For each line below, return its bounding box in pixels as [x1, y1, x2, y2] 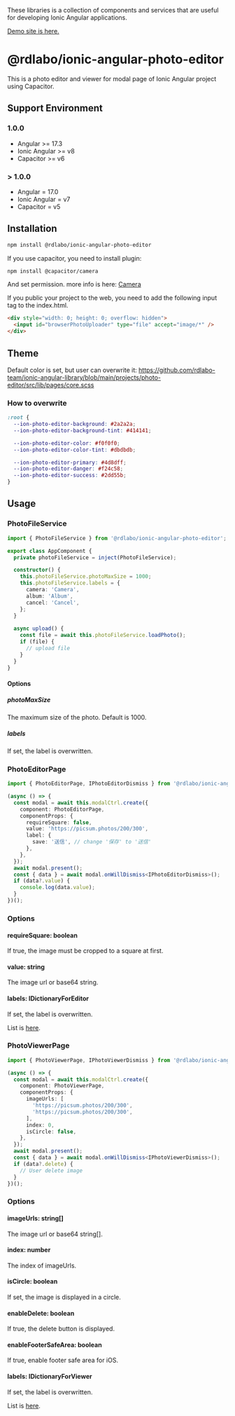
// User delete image [20, 1167, 83, 1174]
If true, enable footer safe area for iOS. [7, 1356, 119, 1365]
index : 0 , [25, 1121, 55, 1129]
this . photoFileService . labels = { [20, 579, 120, 587]
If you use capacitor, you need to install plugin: [7, 254, 142, 262]
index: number [7, 1246, 51, 1254]
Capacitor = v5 [17, 202, 61, 211]
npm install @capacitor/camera [7, 268, 99, 275]
